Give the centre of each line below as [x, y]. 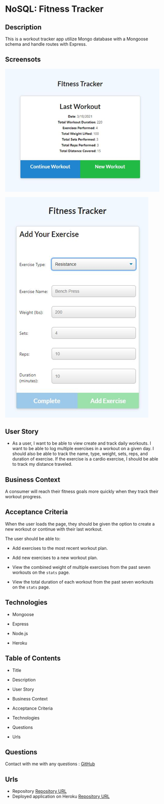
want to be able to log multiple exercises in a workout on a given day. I [83, 449]
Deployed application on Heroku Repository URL [61, 797]
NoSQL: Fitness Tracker [54, 9]
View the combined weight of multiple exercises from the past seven [81, 567]
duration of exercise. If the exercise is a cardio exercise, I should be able [85, 459]
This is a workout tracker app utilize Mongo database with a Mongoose [77, 39]
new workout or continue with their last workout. [54, 529]
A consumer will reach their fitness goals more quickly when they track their [82, 491]
